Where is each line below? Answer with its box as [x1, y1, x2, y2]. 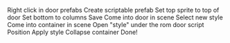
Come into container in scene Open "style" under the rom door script [7, 21, 204, 28]
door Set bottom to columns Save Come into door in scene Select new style [7, 13, 223, 21]
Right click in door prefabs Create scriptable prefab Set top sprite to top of [7, 6, 220, 14]
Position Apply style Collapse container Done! [7, 28, 138, 36]
